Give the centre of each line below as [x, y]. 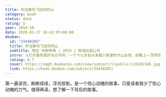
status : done [19, 19]
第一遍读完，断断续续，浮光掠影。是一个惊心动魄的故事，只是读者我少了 [79, 83]
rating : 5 [15, 23]
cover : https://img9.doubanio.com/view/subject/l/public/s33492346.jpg [85, 64]
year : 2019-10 [20, 28]
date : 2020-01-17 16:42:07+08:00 [40, 32]
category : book [21, 14]
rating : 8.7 [22, 60]
